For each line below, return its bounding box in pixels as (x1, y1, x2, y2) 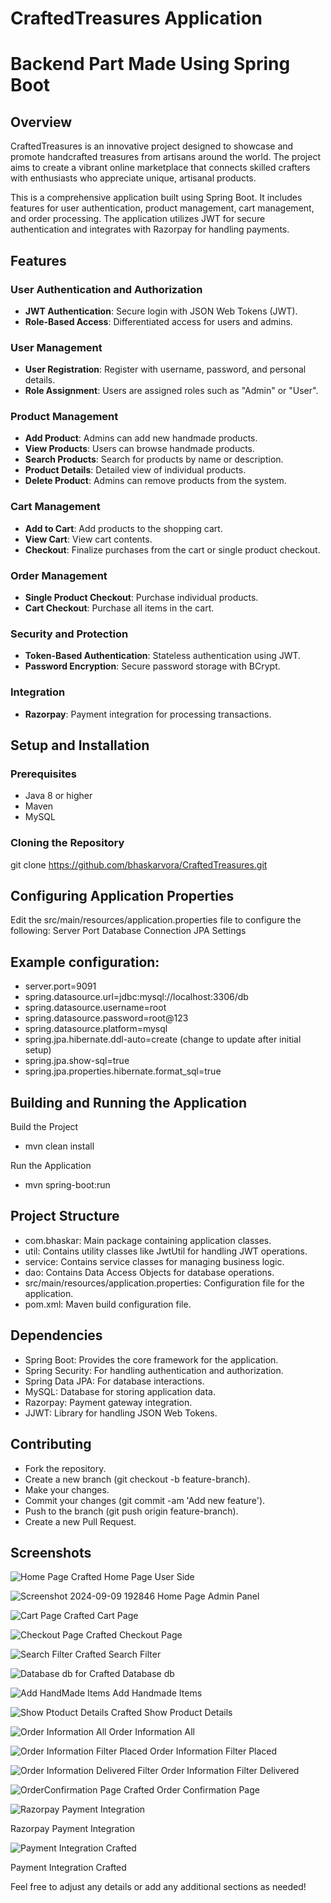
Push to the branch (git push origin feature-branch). (24, 1505, 239, 1517)
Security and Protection (10, 627, 129, 641)
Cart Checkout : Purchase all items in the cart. (24, 602, 215, 614)
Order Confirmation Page (156, 1784, 260, 1796)
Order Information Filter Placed (149, 1745, 278, 1757)
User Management (10, 340, 103, 354)
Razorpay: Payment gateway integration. (24, 1396, 193, 1408)
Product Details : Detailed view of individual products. (24, 464, 247, 476)
